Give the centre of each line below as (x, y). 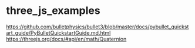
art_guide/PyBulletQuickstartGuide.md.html (58, 32)
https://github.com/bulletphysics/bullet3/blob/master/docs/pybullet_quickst (97, 27)
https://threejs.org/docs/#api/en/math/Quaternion (66, 39)
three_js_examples (53, 11)
